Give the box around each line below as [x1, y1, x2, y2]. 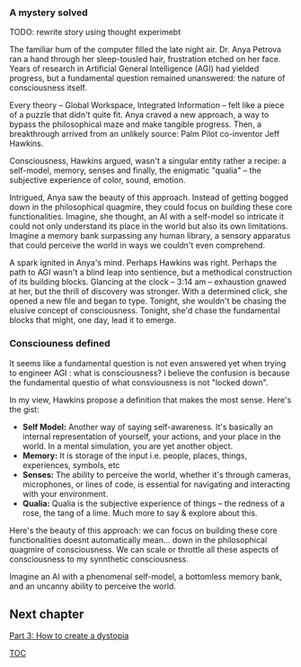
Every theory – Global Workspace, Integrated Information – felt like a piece [9, 100, 285, 111]
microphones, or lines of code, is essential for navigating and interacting [22, 479, 290, 490]
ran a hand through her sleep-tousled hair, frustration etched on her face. [9, 54, 281, 65]
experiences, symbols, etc [22, 459, 120, 470]
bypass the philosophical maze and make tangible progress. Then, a [9, 119, 262, 130]
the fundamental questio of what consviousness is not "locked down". [9, 376, 269, 388]
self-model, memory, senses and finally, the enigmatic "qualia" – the [9, 165, 262, 176]
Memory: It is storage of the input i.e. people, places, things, [22, 450, 247, 461]
